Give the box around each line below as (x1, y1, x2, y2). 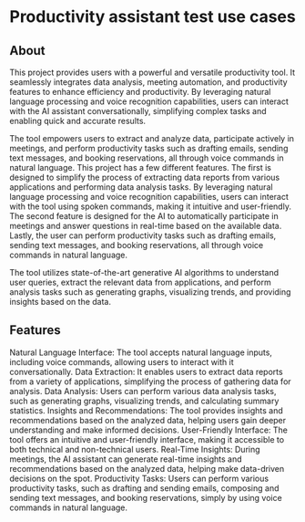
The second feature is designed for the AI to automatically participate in (9, 211, 280, 221)
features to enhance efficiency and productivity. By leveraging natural (9, 87, 271, 97)
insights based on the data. (9, 297, 112, 307)
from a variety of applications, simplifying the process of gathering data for (9, 376, 291, 387)
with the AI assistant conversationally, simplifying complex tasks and (9, 106, 267, 116)
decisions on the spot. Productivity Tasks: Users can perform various (9, 473, 269, 484)
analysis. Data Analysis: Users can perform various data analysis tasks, (9, 385, 277, 396)
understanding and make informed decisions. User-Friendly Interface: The (9, 424, 289, 435)
